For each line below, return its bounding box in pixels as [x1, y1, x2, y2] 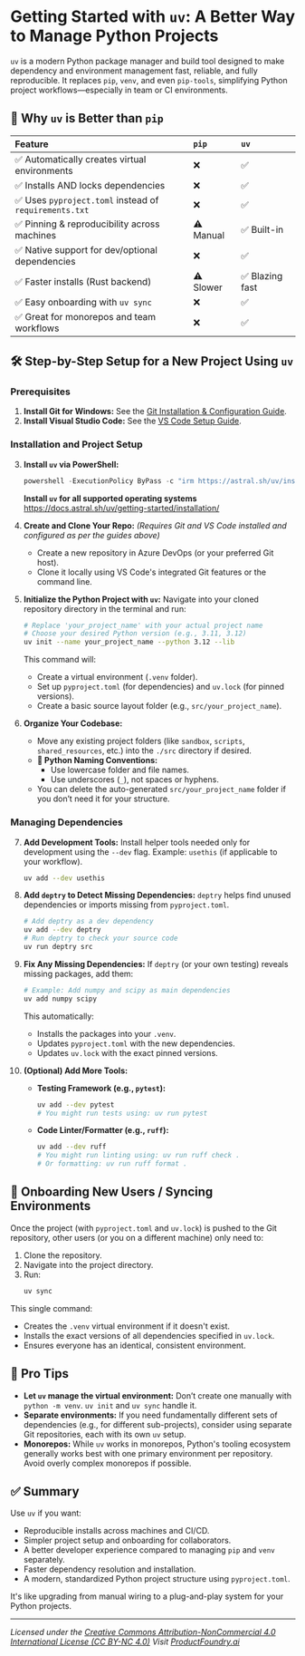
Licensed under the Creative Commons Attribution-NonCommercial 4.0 [10, 1627, 276, 1638]
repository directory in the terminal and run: [23, 603, 186, 614]
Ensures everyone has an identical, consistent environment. [23, 1340, 247, 1351]
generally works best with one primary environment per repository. [23, 1448, 273, 1458]
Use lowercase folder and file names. [50, 764, 189, 776]
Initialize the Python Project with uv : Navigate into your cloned [23, 594, 259, 605]
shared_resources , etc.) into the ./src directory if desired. [36, 745, 253, 756]
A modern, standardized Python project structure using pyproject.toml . [23, 1574, 291, 1584]
